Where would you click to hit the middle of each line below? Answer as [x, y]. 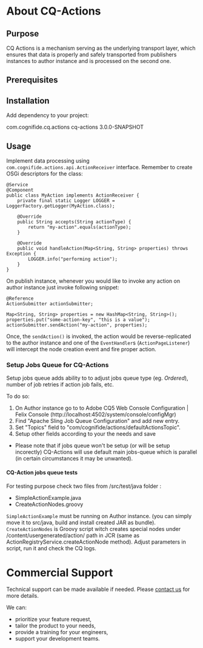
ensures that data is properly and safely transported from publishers [92, 55]
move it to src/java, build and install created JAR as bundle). [81, 522]
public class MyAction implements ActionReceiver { [73, 195]
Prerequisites [32, 80]
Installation [28, 100]
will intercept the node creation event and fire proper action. [81, 349]
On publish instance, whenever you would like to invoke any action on [93, 281]
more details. [23, 596]
